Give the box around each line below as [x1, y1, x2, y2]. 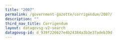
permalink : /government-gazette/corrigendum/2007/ [5, 12, 113, 17]
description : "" [5, 16, 39, 21]
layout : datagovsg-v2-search [5, 26, 66, 31]
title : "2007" [5, 7, 35, 12]
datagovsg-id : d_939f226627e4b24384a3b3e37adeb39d [5, 30, 113, 35]
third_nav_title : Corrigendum [5, 21, 68, 26]
